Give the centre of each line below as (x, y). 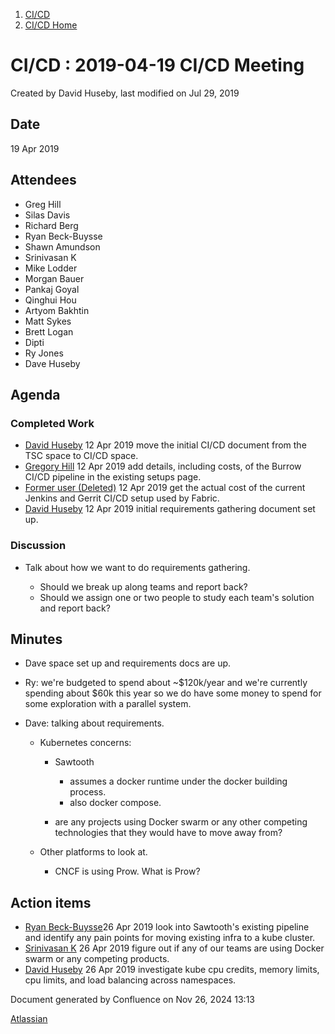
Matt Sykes (48, 321)
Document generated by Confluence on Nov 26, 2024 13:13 (132, 1000)
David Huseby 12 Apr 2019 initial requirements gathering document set (170, 509)
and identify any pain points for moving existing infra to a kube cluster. (170, 938)
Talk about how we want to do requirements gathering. (137, 567)
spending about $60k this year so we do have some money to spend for (173, 693)
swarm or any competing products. (97, 959)
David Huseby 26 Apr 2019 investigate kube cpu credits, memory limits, (172, 970)
